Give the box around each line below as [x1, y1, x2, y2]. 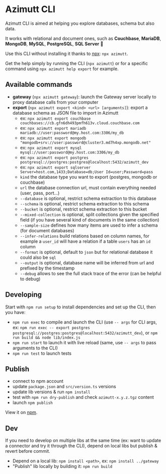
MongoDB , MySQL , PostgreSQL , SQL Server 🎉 [5, 40, 104, 46]
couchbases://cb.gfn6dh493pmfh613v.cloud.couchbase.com [20, 120, 140, 126]
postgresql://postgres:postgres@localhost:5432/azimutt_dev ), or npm [12, 330, 158, 336]
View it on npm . [5, 409, 38, 415]
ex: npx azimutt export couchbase [20, 115, 91, 121]
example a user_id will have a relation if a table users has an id [20, 238, 151, 244]
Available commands [5, 80, 72, 89]
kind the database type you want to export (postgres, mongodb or [20, 174, 157, 180]
